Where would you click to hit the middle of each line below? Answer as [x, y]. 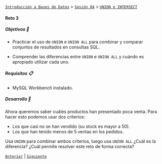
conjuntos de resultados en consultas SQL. [56, 47]
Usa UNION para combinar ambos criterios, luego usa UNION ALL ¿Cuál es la [81, 141]
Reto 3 [12, 18]
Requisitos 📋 [19, 74]
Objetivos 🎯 [17, 29]
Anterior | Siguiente [26, 156]
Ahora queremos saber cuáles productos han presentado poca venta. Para [81, 111]
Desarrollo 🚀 [18, 99]
